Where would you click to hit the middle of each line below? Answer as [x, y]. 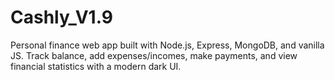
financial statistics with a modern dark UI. [96, 66]
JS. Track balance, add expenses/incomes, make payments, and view [154, 55]
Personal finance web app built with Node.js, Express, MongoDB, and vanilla [167, 45]
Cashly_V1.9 [61, 17]
